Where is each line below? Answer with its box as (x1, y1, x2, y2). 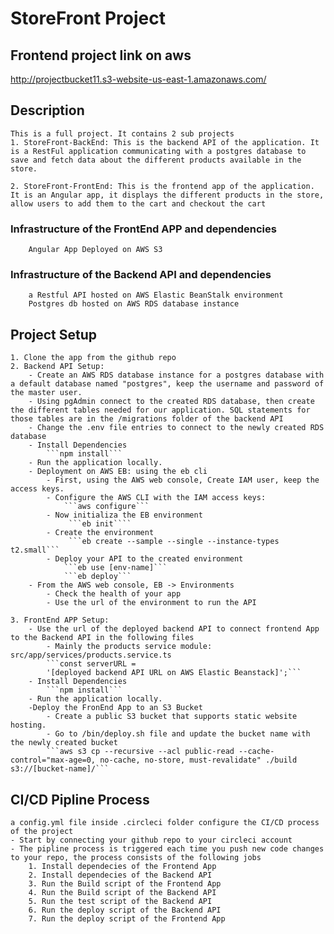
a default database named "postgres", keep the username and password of (10, 379, 325, 389)
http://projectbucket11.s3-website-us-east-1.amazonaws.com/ (10, 73, 267, 85)
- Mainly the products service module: (46, 642, 213, 652)
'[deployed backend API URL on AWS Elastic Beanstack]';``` (46, 668, 302, 678)
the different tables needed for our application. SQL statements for (10, 405, 311, 416)
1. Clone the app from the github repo (10, 353, 177, 363)
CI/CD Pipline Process (10, 791, 150, 808)
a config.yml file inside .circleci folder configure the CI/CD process (10, 818, 320, 828)
